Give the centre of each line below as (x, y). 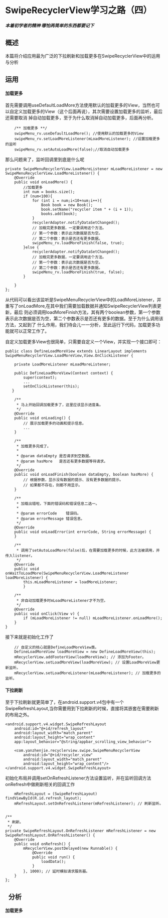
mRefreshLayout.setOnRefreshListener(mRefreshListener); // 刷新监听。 (89, 804)
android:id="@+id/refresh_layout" (50, 729)
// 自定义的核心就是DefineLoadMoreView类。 (56, 647)
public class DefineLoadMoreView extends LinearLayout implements (76, 351)
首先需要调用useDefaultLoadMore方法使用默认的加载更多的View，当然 (78, 105)
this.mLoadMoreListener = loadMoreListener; (70, 582)
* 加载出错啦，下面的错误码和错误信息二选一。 (58, 504)
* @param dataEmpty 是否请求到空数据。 (54, 456)
